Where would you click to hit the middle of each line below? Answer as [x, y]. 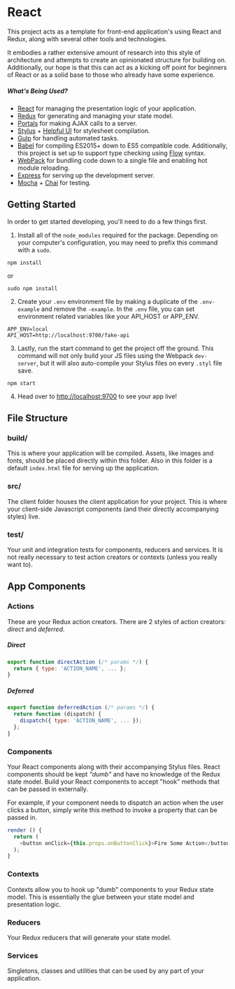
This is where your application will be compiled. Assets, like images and [111, 453]
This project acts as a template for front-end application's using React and [114, 31]
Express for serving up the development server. [86, 175]
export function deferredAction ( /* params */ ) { [81, 708]
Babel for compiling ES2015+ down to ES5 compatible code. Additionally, [122, 145]
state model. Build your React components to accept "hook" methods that [114, 781]
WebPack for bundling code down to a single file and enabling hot [112, 160]
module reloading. [43, 168]
